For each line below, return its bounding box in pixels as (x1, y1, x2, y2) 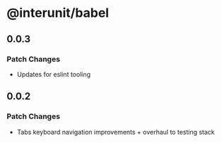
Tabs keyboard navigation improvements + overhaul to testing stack (16, 128, 215, 136)
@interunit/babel (6, 5, 110, 21)
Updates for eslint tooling (16, 70, 91, 78)
